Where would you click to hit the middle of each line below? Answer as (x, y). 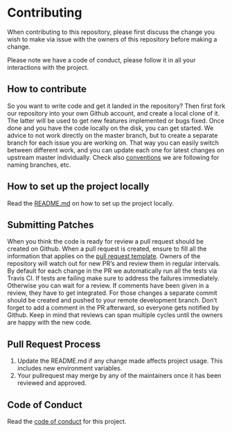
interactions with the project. (48, 67)
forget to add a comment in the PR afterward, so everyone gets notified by (113, 308)
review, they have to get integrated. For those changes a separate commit (112, 293)
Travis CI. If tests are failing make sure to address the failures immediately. (113, 278)
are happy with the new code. (50, 323)
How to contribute (47, 89)
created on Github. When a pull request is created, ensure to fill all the (107, 249)
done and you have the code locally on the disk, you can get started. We (110, 128)
